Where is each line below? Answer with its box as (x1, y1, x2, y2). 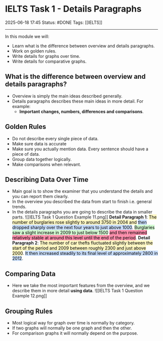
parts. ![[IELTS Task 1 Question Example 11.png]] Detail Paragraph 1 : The (12, 214, 157, 220)
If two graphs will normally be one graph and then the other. (12, 325, 132, 331)
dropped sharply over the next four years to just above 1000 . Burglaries (12, 225, 155, 231)
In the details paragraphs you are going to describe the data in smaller (12, 209, 153, 215)
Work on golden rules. (12, 48, 57, 54)
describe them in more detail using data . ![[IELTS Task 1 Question (12, 288, 143, 294)
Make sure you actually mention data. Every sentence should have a (12, 146, 149, 152)
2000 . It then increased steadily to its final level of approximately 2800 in (12, 251, 158, 256)
